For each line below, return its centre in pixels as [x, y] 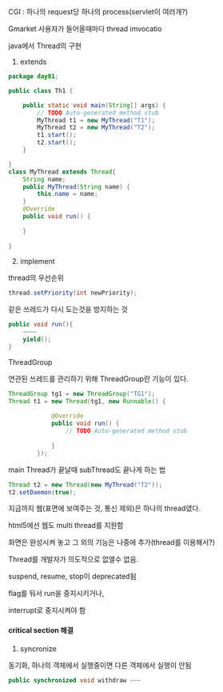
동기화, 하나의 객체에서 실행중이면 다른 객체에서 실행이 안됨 [100, 665]
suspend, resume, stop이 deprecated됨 [73, 576]
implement [37, 262]
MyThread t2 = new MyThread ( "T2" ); [96, 128]
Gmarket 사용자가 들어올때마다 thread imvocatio [85, 29]
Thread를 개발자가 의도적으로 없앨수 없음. [74, 559]
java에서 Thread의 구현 [45, 46]
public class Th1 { [41, 90]
